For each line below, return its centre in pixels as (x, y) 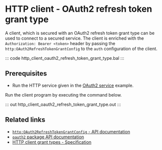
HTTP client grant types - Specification (52, 142)
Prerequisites (26, 74)
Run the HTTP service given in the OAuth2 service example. (73, 85)
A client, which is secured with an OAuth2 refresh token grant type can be (80, 33)
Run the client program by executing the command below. (63, 95)
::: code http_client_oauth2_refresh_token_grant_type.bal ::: (65, 58)
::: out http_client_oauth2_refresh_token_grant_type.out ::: (63, 104)
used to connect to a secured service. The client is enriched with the (74, 38)
